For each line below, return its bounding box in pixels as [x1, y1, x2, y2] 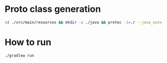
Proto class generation [5, 3, 101, 15]
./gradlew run [5, 53, 35, 58]
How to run [5, 37, 52, 48]
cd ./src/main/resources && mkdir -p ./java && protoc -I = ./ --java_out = [5, 20, 162, 25]
